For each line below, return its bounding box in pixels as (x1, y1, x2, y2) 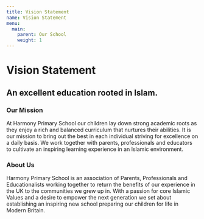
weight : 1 (17, 37, 43, 43)
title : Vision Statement (6, 9, 69, 15)
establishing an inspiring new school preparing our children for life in (6, 200, 178, 207)
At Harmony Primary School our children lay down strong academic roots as (6, 119, 197, 127)
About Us (6, 161, 35, 169)
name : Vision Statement (6, 15, 67, 21)
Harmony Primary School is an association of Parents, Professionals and (6, 175, 188, 182)
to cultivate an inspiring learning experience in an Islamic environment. (6, 145, 184, 153)
